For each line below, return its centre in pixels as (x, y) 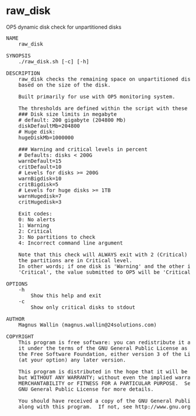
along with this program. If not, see (75, 407)
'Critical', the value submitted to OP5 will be (89, 272)
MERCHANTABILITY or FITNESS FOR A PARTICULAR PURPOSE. (99, 383)
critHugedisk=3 (40, 202)
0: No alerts (37, 219)
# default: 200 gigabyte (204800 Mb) (72, 120)
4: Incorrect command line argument (71, 243)
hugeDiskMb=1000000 (46, 137)
